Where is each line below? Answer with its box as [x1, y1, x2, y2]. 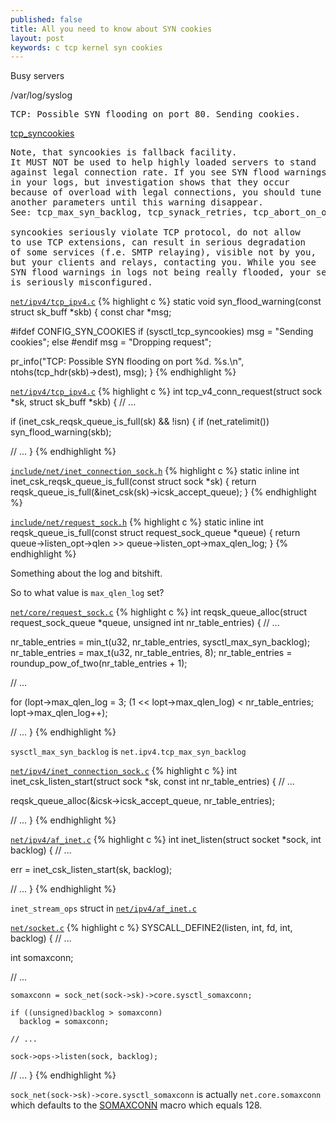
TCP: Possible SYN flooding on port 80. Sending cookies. [10, 109, 301, 120]
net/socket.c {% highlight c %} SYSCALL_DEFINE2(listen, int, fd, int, [10, 922, 293, 934]
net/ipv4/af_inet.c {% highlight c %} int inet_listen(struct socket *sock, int [10, 834, 322, 846]
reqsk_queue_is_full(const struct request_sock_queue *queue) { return [10, 527, 301, 539]
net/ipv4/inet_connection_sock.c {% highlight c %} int [10, 765, 238, 777]
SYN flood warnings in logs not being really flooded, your [10, 267, 312, 278]
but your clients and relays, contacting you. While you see [10, 257, 317, 268]
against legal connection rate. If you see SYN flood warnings [10, 167, 327, 178]
